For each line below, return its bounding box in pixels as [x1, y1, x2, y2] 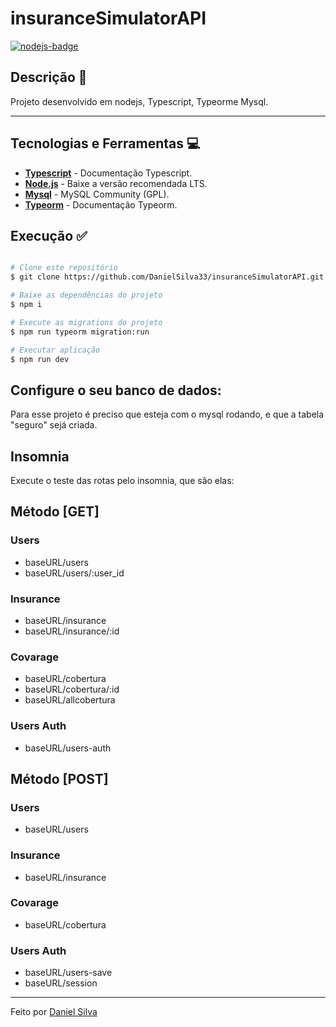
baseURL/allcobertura [24, 694, 116, 706]
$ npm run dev [10, 354, 70, 364]
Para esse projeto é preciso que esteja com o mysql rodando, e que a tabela [10, 408, 325, 421]
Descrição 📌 [10, 69, 88, 86]
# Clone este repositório [10, 263, 118, 273]
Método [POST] [10, 770, 109, 787]
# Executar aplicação [10, 345, 101, 355]
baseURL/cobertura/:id [24, 683, 120, 696]
